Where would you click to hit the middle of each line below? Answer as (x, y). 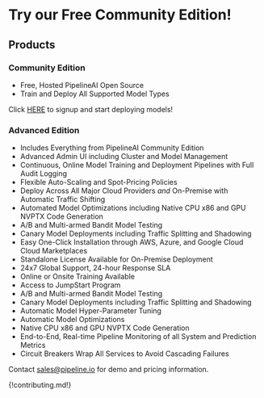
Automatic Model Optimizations (72, 320)
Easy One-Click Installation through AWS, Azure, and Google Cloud (132, 242)
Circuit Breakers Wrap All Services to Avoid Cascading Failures (124, 354)
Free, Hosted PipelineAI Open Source (82, 85)
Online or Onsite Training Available (78, 277)
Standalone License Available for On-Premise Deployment (117, 259)
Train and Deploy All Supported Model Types (94, 94)
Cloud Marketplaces (54, 251)
